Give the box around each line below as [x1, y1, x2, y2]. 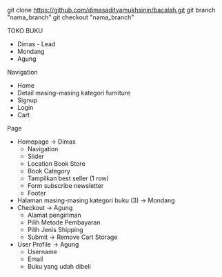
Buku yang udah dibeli [27, 262, 91, 270]
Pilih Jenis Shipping [27, 226, 84, 233]
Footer [27, 189, 46, 197]
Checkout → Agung [17, 204, 73, 211]
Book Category [27, 167, 71, 175]
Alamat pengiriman [27, 211, 81, 219]
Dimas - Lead [17, 40, 56, 48]
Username [27, 248, 57, 256]
